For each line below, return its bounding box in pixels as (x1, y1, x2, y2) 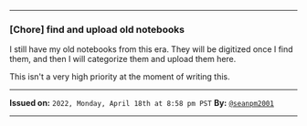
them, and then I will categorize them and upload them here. (9, 54, 237, 65)
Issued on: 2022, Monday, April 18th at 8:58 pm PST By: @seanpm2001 (9, 98, 274, 109)
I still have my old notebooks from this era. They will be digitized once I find (9, 44, 294, 55)
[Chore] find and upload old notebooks (9, 23, 185, 36)
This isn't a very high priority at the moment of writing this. (9, 71, 230, 82)
